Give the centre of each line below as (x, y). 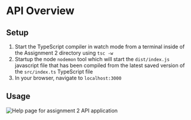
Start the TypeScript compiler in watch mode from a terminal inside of (100, 46)
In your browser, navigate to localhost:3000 (68, 78)
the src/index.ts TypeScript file (54, 71)
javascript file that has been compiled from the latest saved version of (100, 65)
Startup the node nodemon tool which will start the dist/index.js (92, 59)
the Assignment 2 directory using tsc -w (64, 53)
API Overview (41, 11)
